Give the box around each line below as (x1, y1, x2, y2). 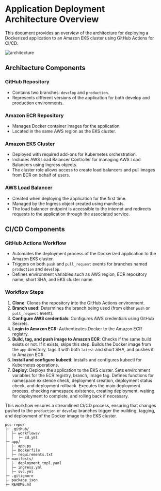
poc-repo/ (5, 422, 25, 427)
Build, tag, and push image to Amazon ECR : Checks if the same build (12, 336, 152, 342)
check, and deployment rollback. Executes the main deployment (12, 382, 141, 388)
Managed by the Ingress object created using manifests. (12, 201, 125, 207)
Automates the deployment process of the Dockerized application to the (12, 251, 157, 257)
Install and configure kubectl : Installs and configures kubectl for (12, 357, 142, 362)
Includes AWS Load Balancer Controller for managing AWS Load (12, 157, 141, 163)
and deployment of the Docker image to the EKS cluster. (5, 413, 117, 418)
